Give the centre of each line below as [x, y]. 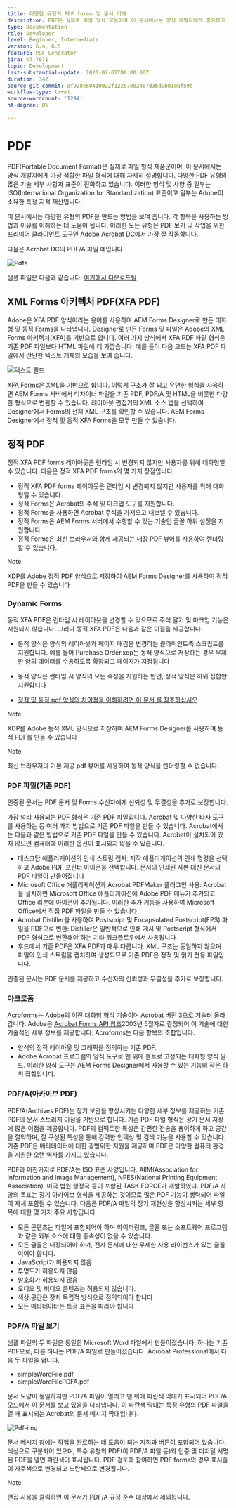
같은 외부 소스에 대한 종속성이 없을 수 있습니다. [88, 1235]
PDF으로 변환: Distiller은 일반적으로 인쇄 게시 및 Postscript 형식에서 [124, 929]
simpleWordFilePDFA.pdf [53, 1382]
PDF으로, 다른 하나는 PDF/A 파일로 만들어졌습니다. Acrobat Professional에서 [113, 1351]
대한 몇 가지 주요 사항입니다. [59, 1212]
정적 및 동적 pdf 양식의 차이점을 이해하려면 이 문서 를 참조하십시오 [107, 700]
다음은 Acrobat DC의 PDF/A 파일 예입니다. [66, 249]
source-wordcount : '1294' [45, 99]
